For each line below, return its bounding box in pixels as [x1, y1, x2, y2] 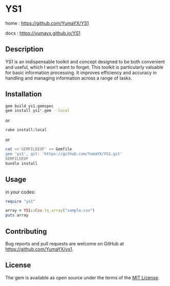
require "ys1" [5, 199, 36, 204]
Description [5, 45, 44, 54]
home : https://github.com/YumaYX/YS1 [5, 20, 89, 26]
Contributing [5, 227, 47, 236]
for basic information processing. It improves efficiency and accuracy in [5, 69, 157, 75]
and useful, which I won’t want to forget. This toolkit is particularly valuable [5, 64, 164, 70]
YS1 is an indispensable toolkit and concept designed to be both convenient [5, 59, 165, 65]
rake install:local [5, 127, 47, 132]
